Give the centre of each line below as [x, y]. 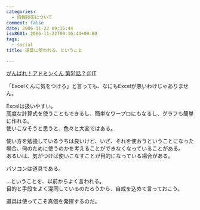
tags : [13, 39]
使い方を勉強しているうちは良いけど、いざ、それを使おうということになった [100, 141]
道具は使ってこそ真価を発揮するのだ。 [53, 201]
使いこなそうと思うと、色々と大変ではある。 [61, 128]
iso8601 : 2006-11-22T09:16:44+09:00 [52, 34]
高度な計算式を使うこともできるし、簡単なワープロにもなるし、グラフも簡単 [100, 113]
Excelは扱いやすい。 [31, 106]
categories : [21, 12]
